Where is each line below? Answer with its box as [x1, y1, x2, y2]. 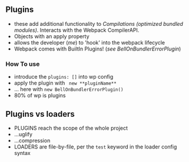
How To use [5, 60, 40, 68]
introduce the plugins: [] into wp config [14, 73, 114, 80]
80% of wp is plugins [14, 92, 66, 99]
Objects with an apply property [14, 32, 89, 40]
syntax [14, 149, 31, 156]
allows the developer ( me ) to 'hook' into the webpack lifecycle [14, 39, 165, 46]
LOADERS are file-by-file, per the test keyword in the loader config [14, 143, 177, 150]
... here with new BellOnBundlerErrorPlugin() [14, 86, 124, 93]
